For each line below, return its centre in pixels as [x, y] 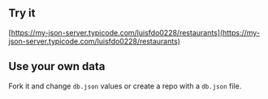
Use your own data [57, 66]
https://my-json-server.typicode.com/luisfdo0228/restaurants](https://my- [136, 32]
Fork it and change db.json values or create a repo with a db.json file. [125, 86]
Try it [22, 13]
